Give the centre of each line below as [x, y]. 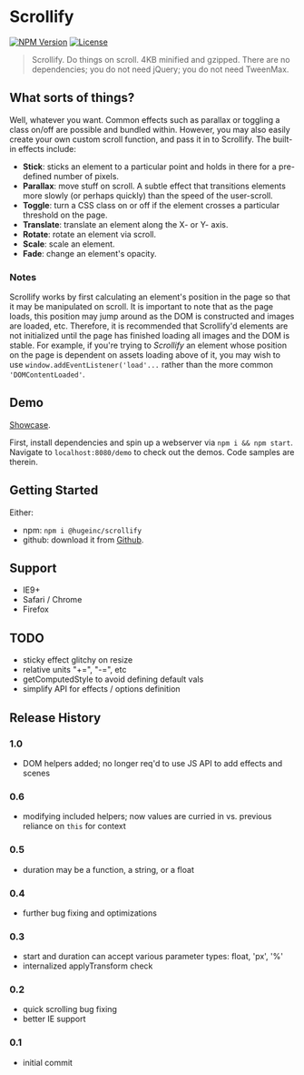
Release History [55, 718]
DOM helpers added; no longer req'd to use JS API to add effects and [152, 763]
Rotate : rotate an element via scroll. [89, 234]
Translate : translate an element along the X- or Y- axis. [125, 224]
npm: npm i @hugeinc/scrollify [82, 530]
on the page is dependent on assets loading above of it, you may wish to [145, 355]
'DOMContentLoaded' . [47, 374]
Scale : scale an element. [69, 244]
